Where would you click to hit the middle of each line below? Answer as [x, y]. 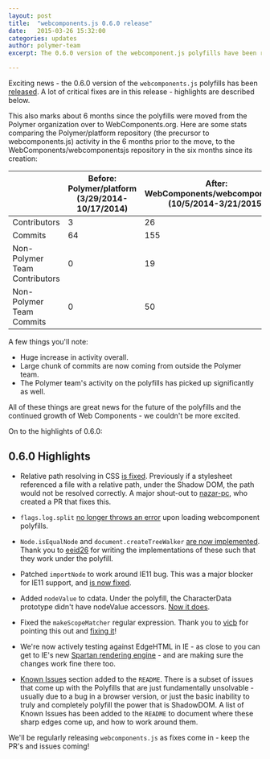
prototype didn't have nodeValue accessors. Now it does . [115, 606]
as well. [33, 392]
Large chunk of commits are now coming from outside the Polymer [131, 366]
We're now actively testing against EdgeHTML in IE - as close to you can [140, 646]
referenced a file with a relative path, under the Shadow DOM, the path [137, 485]
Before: [102, 178]
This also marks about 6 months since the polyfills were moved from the [128, 116]
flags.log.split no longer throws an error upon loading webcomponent [139, 517]
